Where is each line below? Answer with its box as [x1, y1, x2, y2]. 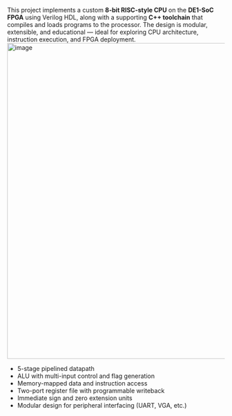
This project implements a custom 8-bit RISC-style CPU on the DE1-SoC [7, 6, 214, 14]
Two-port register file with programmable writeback [17, 387, 165, 395]
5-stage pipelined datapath [17, 365, 95, 372]
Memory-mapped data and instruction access [17, 379, 148, 387]
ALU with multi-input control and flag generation [17, 372, 155, 380]
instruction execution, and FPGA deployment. [7, 35, 136, 44]
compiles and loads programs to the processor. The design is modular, [7, 21, 209, 28]
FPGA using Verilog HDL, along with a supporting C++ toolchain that [7, 13, 204, 21]
